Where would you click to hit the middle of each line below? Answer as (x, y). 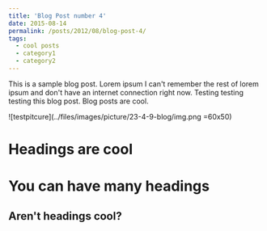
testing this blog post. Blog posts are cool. (78, 101)
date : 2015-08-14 (38, 23)
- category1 (36, 53)
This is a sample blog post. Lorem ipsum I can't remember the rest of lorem (133, 84)
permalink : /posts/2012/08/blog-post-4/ (78, 31)
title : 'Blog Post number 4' (57, 16)
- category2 (36, 61)
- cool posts (38, 46)
